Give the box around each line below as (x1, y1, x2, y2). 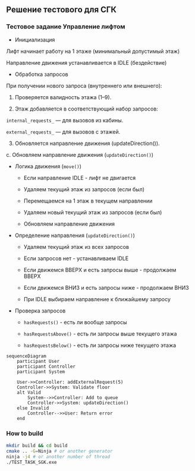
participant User (17, 358, 60, 364)
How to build (6, 429, 43, 437)
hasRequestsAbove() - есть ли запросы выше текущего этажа (23, 330, 177, 337)
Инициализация (14, 36, 55, 43)
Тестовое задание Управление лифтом (6, 23, 126, 31)
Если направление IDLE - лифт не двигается (23, 174, 136, 181)
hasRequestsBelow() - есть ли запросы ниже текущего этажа (23, 342, 177, 349)
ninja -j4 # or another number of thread (6, 454, 111, 460)
